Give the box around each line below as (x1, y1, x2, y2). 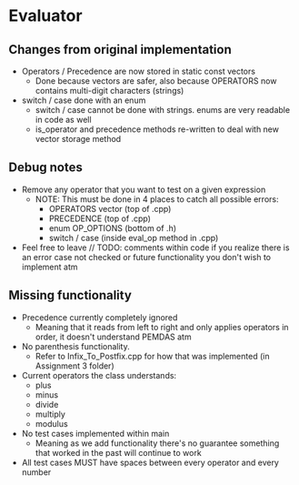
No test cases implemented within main (21, 428, 170, 439)
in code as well (35, 115, 92, 125)
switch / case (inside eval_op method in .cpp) (48, 232, 219, 243)
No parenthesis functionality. (21, 340, 130, 351)
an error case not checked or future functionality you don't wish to (21, 251, 272, 262)
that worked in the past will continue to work (35, 447, 202, 458)
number (21, 466, 52, 478)
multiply (35, 409, 65, 419)
